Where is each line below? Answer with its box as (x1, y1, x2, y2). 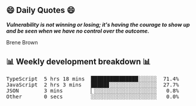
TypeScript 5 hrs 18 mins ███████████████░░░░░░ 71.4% (6, 75, 179, 82)
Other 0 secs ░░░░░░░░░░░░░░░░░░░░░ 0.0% (6, 93, 179, 100)
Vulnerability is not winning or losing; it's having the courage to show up (6, 21, 190, 28)
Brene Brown (6, 38, 38, 46)
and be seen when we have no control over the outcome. (6, 27, 150, 34)
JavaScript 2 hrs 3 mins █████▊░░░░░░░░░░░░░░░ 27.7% (6, 81, 179, 88)
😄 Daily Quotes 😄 (6, 5, 76, 15)
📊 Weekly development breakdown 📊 (6, 57, 151, 67)
